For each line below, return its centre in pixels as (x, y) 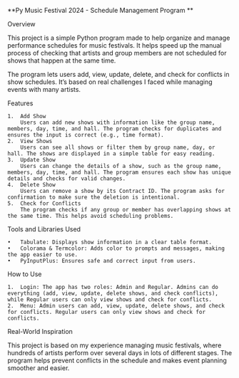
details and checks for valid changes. (67, 179)
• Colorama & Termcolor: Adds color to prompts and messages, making (116, 248)
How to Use (25, 274)
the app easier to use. (43, 255)
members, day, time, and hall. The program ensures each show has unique (119, 172)
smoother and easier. (39, 368)
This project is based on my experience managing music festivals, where (115, 345)
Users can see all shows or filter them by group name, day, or (118, 147)
